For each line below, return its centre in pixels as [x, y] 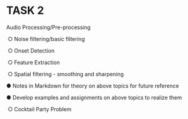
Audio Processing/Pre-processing [48, 27]
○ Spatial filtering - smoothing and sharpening [66, 74]
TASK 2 [25, 11]
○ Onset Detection [31, 50]
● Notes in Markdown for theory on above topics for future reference [93, 86]
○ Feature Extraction [34, 62]
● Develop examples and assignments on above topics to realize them [94, 97]
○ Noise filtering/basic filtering [46, 39]
